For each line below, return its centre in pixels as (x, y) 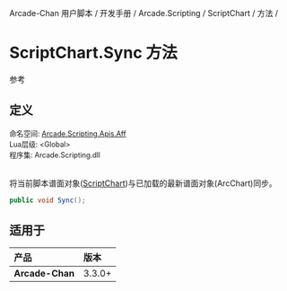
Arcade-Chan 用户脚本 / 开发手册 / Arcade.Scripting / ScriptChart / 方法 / (144, 13)
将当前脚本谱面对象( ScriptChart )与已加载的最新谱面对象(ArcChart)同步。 (143, 183)
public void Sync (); (48, 200)
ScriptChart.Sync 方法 (93, 53)
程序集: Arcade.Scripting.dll (55, 155)
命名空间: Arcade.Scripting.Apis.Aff (68, 133)
